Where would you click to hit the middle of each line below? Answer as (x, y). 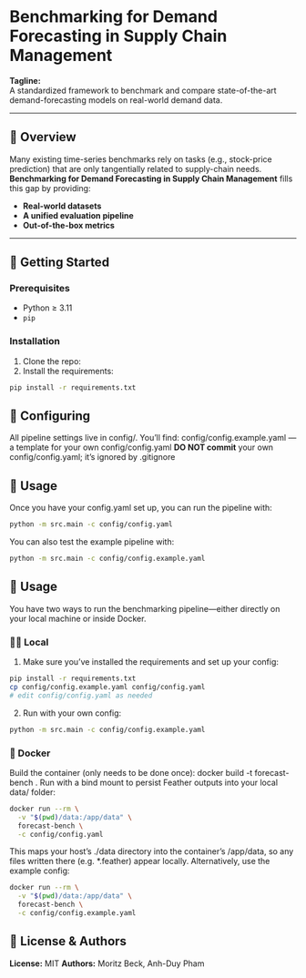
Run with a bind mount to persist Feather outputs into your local (159, 782)
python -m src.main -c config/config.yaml (91, 525)
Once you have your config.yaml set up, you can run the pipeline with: (141, 508)
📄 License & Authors (68, 941)
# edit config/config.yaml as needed (81, 695)
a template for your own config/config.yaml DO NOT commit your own (142, 447)
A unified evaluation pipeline (78, 215)
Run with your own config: (72, 713)
